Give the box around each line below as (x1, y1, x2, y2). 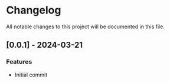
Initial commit (14, 71, 48, 78)
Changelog (6, 4, 61, 17)
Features (6, 58, 32, 66)
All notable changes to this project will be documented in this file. (6, 23, 165, 30)
